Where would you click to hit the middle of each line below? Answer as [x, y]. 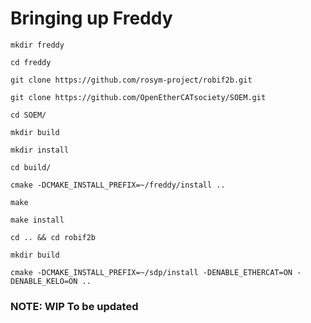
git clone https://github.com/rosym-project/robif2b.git [131, 80]
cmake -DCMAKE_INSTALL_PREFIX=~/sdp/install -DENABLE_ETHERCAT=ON [151, 272]
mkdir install [40, 150]
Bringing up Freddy [91, 18]
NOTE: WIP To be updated [74, 306]
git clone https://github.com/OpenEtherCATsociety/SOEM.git [138, 97]
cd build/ [31, 167]
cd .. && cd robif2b [53, 237]
